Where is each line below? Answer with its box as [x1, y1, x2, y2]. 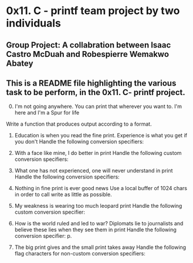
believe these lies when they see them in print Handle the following [14, 226, 177, 233]
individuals [6, 16, 62, 30]
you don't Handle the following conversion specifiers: [14, 138, 144, 145]
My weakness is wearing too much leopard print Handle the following [14, 203, 182, 210]
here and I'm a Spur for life [14, 109, 80, 116]
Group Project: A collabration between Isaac [6, 40, 171, 50]
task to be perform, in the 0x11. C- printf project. [6, 87, 186, 97]
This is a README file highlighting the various [6, 78, 177, 88]
